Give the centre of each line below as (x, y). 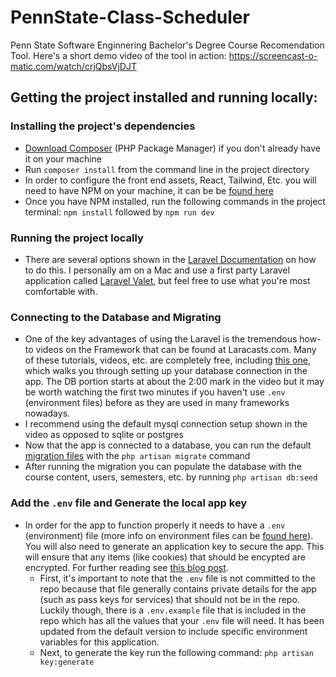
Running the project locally (77, 238)
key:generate (67, 662)
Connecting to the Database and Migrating (116, 317)
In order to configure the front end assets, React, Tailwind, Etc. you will (170, 180)
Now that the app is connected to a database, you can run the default (168, 445)
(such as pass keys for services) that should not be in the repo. (169, 599)
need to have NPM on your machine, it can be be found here (149, 190)
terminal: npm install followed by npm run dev (119, 212)
